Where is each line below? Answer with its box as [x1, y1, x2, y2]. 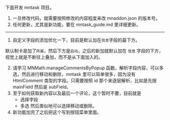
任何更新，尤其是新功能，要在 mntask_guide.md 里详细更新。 [12, 22, 141, 27]
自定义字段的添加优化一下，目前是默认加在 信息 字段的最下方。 [12, 37, 140, 43]
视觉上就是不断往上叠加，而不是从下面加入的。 [5, 54, 103, 60]
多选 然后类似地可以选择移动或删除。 [20, 103, 97, 109]
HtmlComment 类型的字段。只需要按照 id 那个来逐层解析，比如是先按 [12, 77, 157, 84]
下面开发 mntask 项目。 [5, 5, 54, 10]
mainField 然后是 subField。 [12, 84, 71, 90]
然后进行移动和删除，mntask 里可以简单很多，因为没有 [21, 71, 136, 77]
